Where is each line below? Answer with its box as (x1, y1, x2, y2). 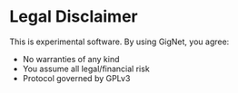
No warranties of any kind (22, 53, 120, 64)
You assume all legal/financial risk (22, 63, 150, 74)
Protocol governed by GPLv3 (22, 72, 131, 83)
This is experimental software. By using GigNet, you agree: (9, 36, 230, 47)
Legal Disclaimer (9, 6, 138, 27)
